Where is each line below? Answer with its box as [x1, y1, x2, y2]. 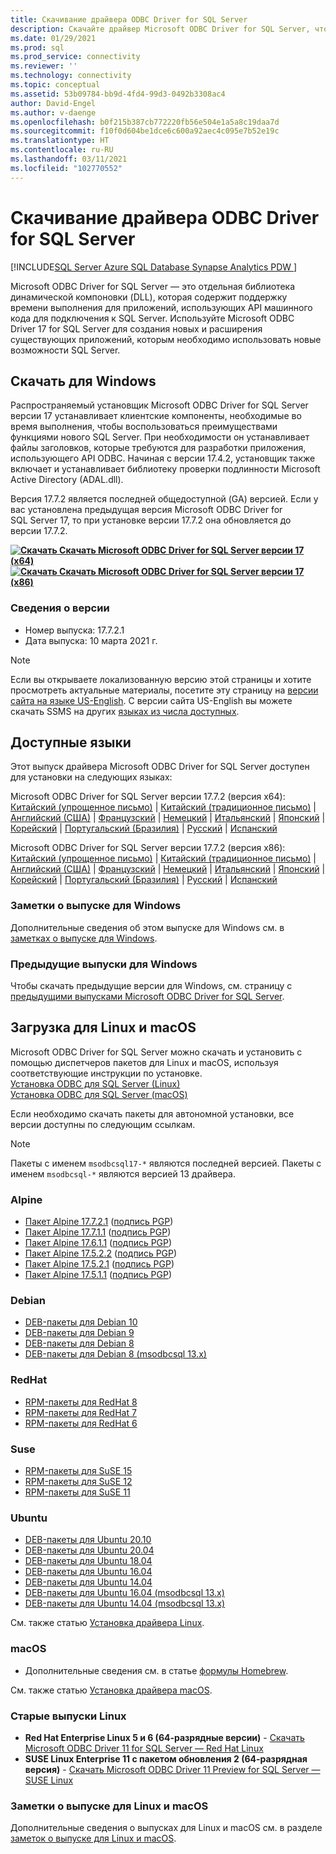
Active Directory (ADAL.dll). [10, 474, 124, 486]
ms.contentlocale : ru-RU [10, 145, 114, 155]
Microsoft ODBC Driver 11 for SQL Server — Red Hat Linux [24, 1742, 264, 1754]
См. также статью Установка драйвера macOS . [10, 1684, 213, 1696]
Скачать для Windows [10, 372, 157, 390]
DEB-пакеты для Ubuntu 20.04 [24, 1544, 155, 1556]
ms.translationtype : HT [10, 136, 110, 146]
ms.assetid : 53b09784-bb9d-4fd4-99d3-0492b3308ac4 [10, 89, 226, 99]
